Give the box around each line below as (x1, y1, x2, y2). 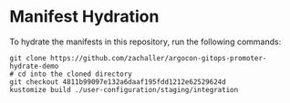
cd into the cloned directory (17, 70, 132, 79)
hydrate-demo (9, 61, 59, 70)
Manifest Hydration (9, 6, 160, 27)
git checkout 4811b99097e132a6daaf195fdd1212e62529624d (9, 77, 226, 87)
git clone (9, 53, 47, 62)
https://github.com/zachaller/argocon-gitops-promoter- (49, 53, 267, 62)
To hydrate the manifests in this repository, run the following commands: (9, 36, 282, 47)
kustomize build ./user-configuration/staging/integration (9, 85, 239, 94)
